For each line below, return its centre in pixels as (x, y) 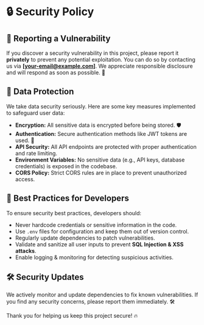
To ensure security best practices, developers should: (74, 213)
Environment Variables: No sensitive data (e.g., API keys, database (100, 160)
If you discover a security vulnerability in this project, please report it (93, 53)
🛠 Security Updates (45, 277)
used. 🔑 (25, 140)
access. (25, 179)
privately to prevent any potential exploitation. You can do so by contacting (101, 59)
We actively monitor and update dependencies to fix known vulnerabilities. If (102, 295)
